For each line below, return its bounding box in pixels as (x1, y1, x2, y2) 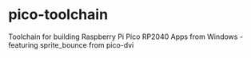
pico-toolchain (8, 6, 109, 24)
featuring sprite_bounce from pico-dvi (8, 40, 134, 49)
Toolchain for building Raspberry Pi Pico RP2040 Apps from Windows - (8, 32, 244, 41)
